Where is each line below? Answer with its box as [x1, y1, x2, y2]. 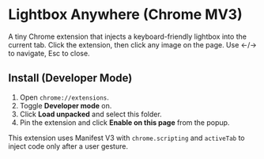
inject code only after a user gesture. [8, 141, 129, 151]
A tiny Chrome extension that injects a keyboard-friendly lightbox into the [8, 32, 247, 41]
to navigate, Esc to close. [8, 48, 90, 58]
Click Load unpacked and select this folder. [19, 109, 162, 119]
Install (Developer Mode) [8, 71, 133, 85]
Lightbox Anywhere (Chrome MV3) [8, 6, 243, 24]
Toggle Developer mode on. [19, 100, 112, 110]
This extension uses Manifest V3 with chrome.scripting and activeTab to [8, 133, 245, 142]
